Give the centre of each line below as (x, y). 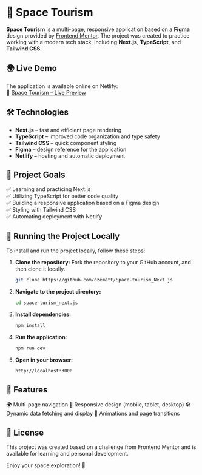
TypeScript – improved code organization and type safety (88, 136)
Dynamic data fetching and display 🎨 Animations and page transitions (93, 413)
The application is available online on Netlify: (62, 86)
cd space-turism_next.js (46, 303)
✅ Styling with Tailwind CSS (41, 210)
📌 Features (27, 390)
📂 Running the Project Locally (63, 236)
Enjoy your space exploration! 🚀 (46, 465)
